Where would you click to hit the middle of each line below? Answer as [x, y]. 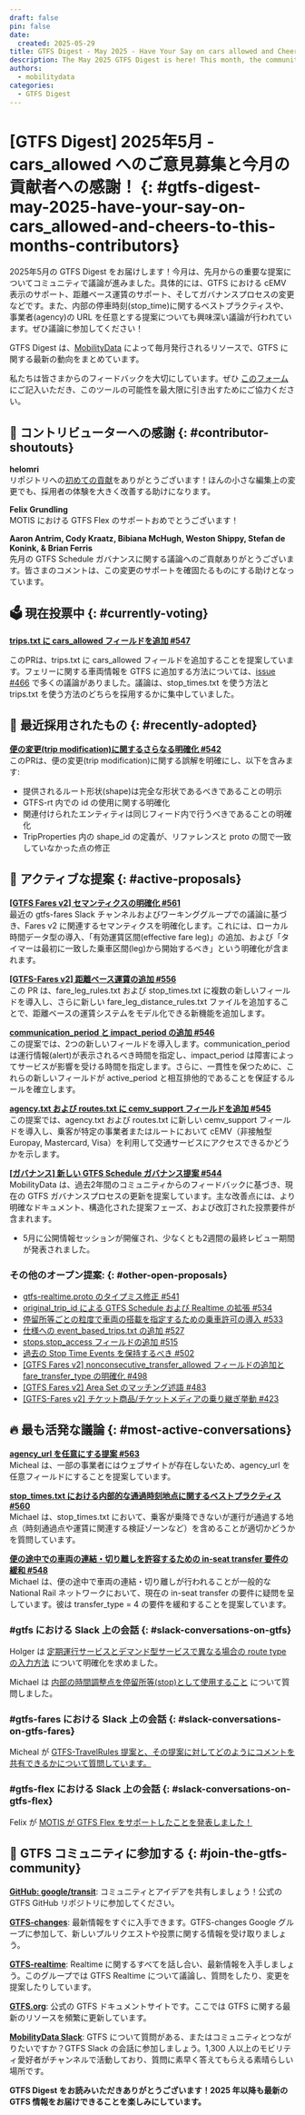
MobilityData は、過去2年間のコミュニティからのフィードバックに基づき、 [148, 1184]
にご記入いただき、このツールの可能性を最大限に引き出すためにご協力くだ [148, 390]
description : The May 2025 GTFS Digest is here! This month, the [135, 60]
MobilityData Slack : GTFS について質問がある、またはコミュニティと [138, 2037]
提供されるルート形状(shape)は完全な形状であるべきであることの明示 [152, 790]
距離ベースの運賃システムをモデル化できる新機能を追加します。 [152, 1013]
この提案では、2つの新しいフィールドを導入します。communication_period [150, 1043]
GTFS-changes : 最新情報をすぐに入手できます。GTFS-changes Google [143, 1921]
